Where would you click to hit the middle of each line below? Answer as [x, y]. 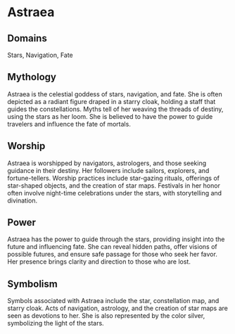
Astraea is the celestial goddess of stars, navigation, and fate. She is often [115, 94]
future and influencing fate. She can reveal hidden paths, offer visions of [112, 247]
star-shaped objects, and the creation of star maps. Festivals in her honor [114, 185]
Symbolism [32, 284]
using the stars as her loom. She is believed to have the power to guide [110, 116]
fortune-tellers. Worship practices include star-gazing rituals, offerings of [114, 178]
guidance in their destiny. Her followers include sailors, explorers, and [108, 170]
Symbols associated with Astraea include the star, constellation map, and [113, 301]
